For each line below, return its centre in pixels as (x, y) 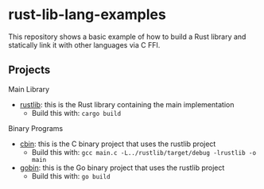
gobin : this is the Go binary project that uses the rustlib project (122, 168)
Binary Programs (36, 128)
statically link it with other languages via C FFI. (84, 44)
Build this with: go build (71, 175)
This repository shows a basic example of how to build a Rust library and (127, 37)
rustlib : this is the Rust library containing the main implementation (127, 104)
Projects (29, 70)
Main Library (29, 89)
